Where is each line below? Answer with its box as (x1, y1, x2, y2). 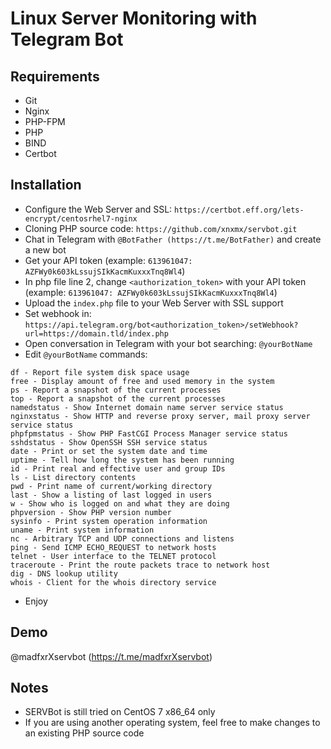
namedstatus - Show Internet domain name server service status (10, 402, 284, 412)
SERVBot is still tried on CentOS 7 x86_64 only (24, 706, 216, 718)
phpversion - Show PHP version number (10, 507, 172, 517)
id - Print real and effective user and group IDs (10, 463, 226, 474)
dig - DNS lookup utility (10, 568, 118, 579)
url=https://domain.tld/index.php (24, 328, 169, 339)
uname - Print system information (10, 525, 155, 535)
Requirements (10, 68, 100, 85)
